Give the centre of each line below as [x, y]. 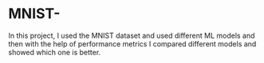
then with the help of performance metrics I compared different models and [132, 43]
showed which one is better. [55, 52]
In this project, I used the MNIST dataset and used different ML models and [132, 35]
